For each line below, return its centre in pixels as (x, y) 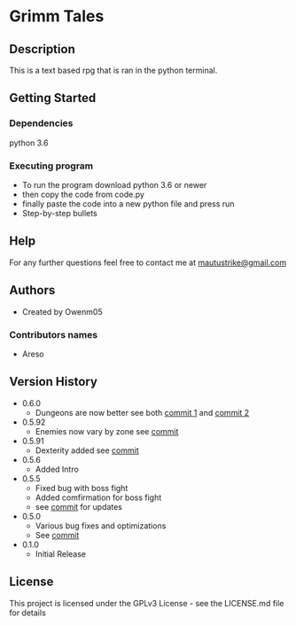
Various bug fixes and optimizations (101, 526)
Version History (53, 382)
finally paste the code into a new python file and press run (128, 203)
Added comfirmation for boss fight (98, 497)
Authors (32, 290)
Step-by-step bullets (59, 213)
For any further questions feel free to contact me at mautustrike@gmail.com (148, 262)
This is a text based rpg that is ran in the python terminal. (113, 70)
